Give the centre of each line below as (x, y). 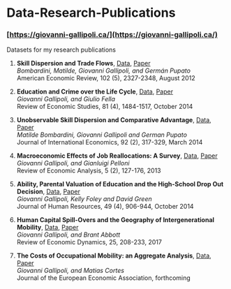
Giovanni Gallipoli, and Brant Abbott (68, 235)
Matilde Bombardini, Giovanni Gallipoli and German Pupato (102, 135)
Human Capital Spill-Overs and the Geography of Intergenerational (115, 220)
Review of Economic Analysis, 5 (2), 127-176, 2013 (89, 171)
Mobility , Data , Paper (47, 228)
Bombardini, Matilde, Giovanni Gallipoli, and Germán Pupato (104, 71)
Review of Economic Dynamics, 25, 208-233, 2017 (89, 242)
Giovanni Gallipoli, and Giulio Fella (66, 99)
